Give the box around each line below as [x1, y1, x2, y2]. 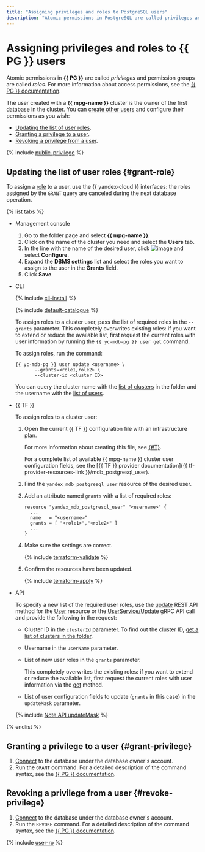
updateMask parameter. [24, 699, 81, 707]
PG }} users [6, 54, 66, 68]
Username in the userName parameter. [24, 644, 118, 652]
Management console [15, 220, 70, 227]
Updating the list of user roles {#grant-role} [6, 167, 175, 177]
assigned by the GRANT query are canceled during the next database [6, 189, 177, 197]
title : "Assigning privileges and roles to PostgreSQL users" [6, 9, 168, 15]
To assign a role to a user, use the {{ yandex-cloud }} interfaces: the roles [6, 183, 191, 191]
